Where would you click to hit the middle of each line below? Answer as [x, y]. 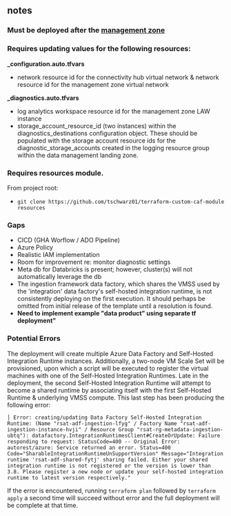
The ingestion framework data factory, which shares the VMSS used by [119, 284]
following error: [29, 404]
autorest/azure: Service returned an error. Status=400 [89, 447]
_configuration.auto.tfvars [46, 63]
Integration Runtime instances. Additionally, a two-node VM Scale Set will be [116, 361]
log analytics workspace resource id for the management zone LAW [113, 111]
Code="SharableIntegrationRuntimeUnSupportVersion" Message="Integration [115, 453]
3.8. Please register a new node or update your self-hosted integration [115, 472]
